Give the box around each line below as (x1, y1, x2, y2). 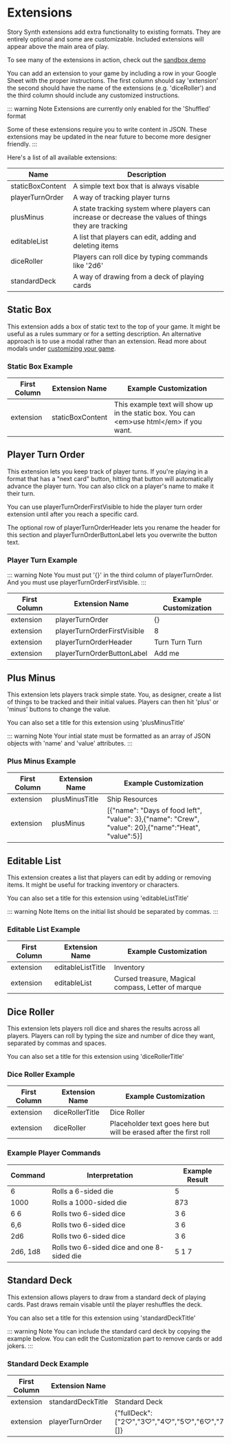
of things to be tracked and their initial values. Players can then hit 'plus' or (7, 697, 219, 705)
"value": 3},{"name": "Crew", (107, 814, 200, 824)
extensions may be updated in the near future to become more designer (7, 133, 211, 141)
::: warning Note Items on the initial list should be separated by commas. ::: (7, 908, 219, 916)
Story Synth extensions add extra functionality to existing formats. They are (7, 28, 221, 36)
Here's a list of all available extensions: (7, 153, 118, 162)
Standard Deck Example (7, 1358, 89, 1368)
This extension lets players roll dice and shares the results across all (7, 1024, 201, 1033)
